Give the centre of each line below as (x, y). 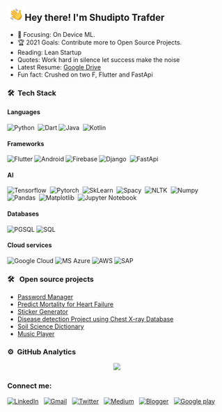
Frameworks (26, 143)
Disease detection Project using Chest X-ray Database (95, 319)
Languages (24, 112)
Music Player (36, 334)
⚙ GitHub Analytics (42, 351)
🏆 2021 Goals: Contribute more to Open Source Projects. (100, 42)
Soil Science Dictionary (51, 326)
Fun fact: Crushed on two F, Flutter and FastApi (85, 74)
